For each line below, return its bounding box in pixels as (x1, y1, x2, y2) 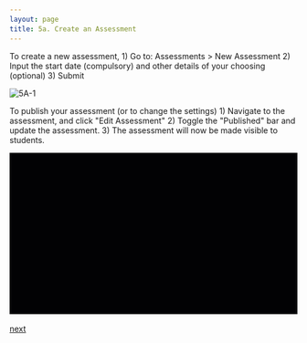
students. (9, 134, 46, 145)
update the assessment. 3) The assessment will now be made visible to (9, 124, 279, 136)
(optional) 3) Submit (9, 69, 85, 81)
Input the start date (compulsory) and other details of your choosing (9, 60, 266, 71)
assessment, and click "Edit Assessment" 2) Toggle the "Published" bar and (9, 115, 296, 126)
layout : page (9, 15, 59, 24)
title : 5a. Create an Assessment (9, 24, 137, 34)
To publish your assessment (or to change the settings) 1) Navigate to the (9, 105, 286, 116)
